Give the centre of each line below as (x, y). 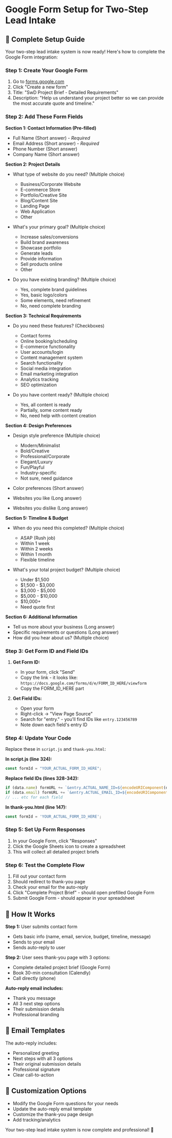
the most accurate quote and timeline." (53, 103)
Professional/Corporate (45, 456)
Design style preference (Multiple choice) (57, 435)
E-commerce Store (40, 189)
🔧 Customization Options (46, 1091)
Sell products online (41, 264)
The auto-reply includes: (31, 1043)
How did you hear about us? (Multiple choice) (61, 637)
